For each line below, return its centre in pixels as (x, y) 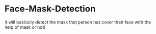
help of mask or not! (25, 27)
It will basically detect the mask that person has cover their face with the (78, 22)
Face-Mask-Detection (50, 9)
